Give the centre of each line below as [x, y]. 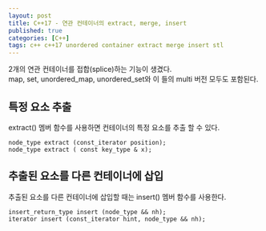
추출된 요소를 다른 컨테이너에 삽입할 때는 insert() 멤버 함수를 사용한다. [117, 197]
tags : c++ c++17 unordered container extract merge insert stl [116, 46]
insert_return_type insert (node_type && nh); [87, 212]
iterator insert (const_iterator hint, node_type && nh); [107, 219]
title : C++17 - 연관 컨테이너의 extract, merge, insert [97, 23]
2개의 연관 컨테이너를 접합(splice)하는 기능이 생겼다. [90, 70]
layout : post [30, 16]
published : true [35, 30]
